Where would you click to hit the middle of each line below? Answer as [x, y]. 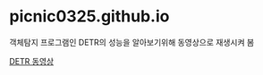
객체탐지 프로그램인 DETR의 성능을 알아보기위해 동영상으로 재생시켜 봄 [132, 42]
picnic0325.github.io [89, 17]
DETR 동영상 [32, 61]
